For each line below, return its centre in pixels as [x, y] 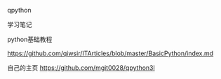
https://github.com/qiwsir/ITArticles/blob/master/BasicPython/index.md [110, 53]
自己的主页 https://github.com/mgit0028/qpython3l [81, 68]
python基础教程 [30, 39]
